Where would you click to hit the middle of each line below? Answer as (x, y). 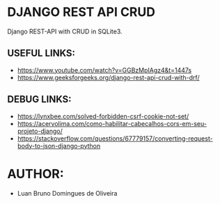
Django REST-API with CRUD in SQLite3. (65, 31)
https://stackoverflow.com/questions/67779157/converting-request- (115, 138)
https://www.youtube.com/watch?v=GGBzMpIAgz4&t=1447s (104, 70)
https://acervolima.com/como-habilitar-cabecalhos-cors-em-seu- (112, 123)
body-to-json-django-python (59, 146)
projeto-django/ (40, 131)
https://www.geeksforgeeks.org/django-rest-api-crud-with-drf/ (108, 77)
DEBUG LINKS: (39, 99)
